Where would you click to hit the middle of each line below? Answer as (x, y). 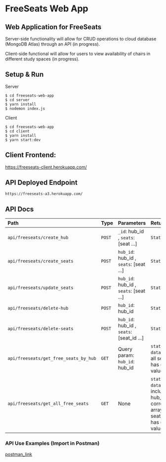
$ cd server (17, 100)
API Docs (20, 209)
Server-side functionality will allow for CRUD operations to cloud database (81, 39)
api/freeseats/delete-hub (38, 308)
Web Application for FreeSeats (53, 27)
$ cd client (17, 131)
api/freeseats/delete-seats (41, 329)
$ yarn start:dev (23, 140)
